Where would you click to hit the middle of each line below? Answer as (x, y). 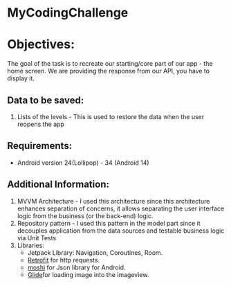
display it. (21, 78)
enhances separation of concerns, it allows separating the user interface (121, 208)
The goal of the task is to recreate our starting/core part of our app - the (110, 64)
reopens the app (40, 124)
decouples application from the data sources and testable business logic (121, 231)
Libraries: (31, 245)
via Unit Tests (37, 238)
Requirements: (40, 146)
